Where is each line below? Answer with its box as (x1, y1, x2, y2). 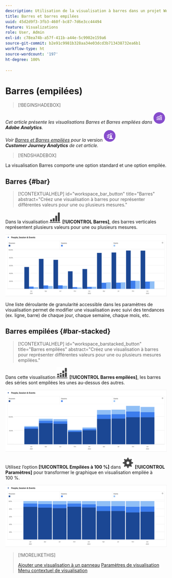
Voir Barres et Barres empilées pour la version (5, 137, 103, 143)
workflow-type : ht (5, 46, 45, 51)
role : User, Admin (5, 30, 45, 35)
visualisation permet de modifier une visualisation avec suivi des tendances (5, 307, 165, 313)
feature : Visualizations (5, 25, 58, 30)
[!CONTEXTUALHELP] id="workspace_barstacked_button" (17, 341, 142, 347)
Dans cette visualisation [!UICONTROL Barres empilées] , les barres (5, 374, 161, 380)
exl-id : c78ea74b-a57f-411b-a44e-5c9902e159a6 (5, 35, 106, 41)
